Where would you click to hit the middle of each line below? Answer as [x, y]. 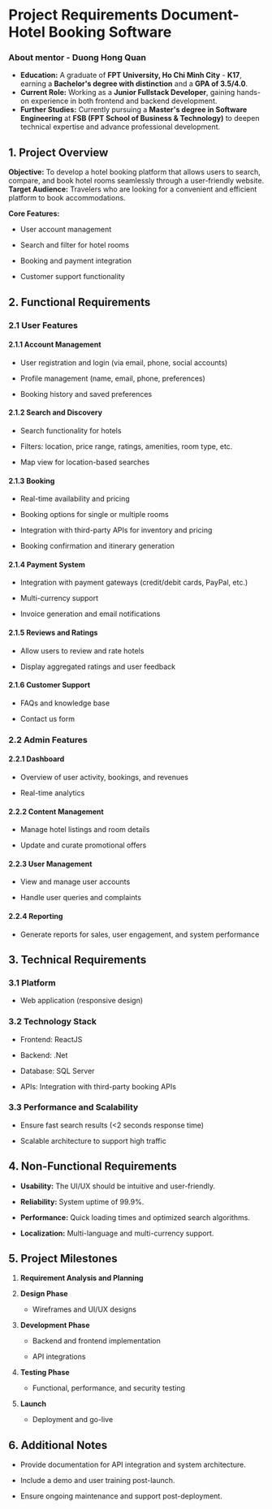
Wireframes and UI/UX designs [84, 1309]
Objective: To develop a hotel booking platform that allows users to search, [135, 172]
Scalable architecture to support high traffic [93, 1140]
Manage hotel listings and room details [85, 830]
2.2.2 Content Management [56, 811]
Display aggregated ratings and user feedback [98, 666]
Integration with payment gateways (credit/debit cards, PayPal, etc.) [134, 583]
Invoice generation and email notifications [90, 614]
